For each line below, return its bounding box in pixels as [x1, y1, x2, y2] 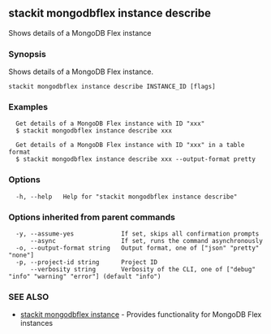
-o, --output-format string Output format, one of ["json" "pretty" [15, 244, 260, 252]
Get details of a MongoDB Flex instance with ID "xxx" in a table [15, 141, 245, 150]
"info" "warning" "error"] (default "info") [8, 272, 161, 280]
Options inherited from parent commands [8, 211, 176, 223]
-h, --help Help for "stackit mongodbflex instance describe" [15, 193, 238, 201]
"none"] [8, 251, 35, 259]
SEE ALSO [8, 291, 49, 302]
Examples [8, 102, 49, 113]
